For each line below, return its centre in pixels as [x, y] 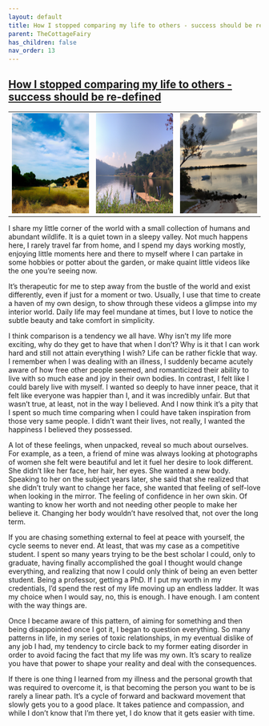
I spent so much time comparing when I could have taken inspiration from [130, 413]
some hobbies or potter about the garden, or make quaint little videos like [129, 262]
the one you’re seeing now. [53, 271]
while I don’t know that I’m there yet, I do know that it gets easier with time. [132, 713]
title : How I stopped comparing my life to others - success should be [130, 25]
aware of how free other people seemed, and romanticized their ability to [129, 370]
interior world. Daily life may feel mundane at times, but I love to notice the [131, 312]
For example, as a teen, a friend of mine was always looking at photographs [133, 454]
